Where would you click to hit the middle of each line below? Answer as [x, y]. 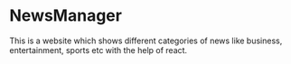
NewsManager [66, 16]
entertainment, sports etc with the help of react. [99, 50]
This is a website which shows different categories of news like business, [146, 41]
